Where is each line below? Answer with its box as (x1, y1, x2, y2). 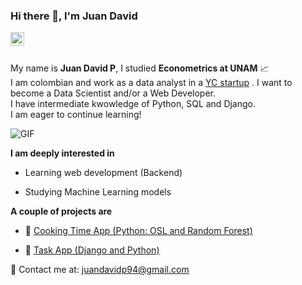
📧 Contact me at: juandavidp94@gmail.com (10, 264, 190, 276)
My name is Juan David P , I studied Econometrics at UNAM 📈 (10, 62, 270, 74)
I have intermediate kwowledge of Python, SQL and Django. (10, 98, 257, 110)
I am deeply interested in (10, 147, 115, 159)
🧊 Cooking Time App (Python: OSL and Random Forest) (24, 225, 253, 237)
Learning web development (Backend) (24, 167, 183, 179)
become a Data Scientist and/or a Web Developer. (10, 87, 216, 99)
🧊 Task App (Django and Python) (24, 244, 160, 256)
